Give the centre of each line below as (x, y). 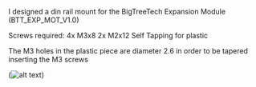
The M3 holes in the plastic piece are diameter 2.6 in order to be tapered (128, 51)
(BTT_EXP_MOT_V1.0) (44, 20)
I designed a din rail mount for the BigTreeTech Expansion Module (117, 12)
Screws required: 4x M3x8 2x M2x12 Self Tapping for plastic (108, 36)
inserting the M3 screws (48, 59)
